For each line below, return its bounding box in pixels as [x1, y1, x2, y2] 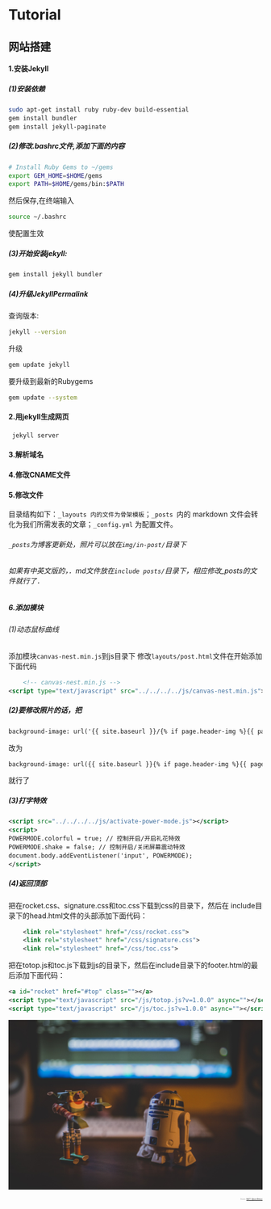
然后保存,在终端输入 [8, 196, 75, 205]
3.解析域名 [8, 450, 44, 460]
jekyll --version [8, 328, 67, 336]
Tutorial [8, 6, 62, 24]
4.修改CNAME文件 [8, 470, 71, 479]
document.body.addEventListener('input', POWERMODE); [8, 851, 194, 860]
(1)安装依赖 [8, 83, 46, 94]
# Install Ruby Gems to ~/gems [8, 163, 114, 171]
